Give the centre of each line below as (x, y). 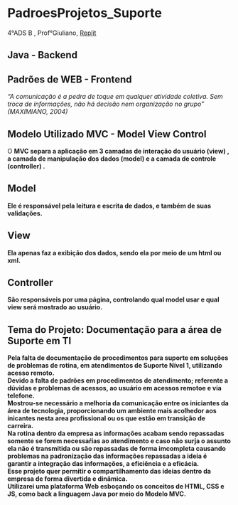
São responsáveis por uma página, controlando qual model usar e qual (113, 299)
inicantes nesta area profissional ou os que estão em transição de (107, 418)
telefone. (21, 395)
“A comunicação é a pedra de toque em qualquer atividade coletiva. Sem (115, 97)
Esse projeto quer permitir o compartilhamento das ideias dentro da (109, 472)
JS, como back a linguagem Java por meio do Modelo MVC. (97, 494)
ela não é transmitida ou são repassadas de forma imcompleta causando (117, 449)
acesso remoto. (31, 373)
